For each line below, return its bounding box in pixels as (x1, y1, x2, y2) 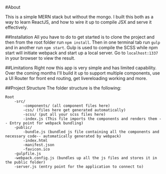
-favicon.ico (23, 147, 50, 152)
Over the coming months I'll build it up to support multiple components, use (5, 70, 161, 76)
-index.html (23, 138, 48, 143)
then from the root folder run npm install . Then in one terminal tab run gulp (5, 39, 161, 45)
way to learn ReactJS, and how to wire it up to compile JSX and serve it (5, 19, 152, 25)
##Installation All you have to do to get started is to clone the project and (5, 34, 155, 40)
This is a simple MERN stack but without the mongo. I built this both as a (5, 14, 154, 19)
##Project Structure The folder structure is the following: (5, 85, 122, 91)
